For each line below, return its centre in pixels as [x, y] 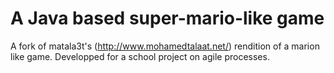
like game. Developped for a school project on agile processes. [140, 56]
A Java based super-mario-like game [167, 18]
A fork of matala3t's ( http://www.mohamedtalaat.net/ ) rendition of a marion [165, 46]
